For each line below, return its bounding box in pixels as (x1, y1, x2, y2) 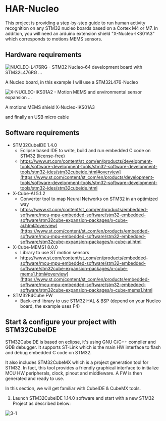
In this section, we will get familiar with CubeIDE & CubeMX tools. (5, 385, 141, 392)
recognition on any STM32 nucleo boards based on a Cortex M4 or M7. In (5, 25, 158, 31)
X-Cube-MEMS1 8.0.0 (12, 244, 58, 250)
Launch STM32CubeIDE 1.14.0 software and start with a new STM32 (12, 395, 154, 401)
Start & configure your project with (5, 317, 117, 326)
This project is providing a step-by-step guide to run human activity (5, 20, 146, 26)
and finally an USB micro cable (5, 114, 69, 120)
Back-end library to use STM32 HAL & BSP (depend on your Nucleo (20, 298, 161, 304)
